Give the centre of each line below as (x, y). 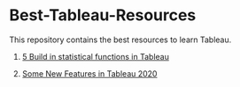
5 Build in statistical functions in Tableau (96, 56)
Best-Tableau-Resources (103, 15)
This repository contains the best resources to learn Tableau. (120, 40)
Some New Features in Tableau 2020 (89, 73)
